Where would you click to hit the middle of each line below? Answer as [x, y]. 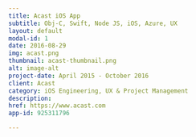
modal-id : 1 [28, 38]
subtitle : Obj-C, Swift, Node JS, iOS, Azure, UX [93, 23]
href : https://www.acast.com [57, 106]
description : [30, 98]
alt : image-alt [34, 68]
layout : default [35, 31]
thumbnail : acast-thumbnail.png [62, 61]
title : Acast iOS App [45, 16]
